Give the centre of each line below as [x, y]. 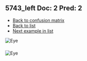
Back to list [24, 25]
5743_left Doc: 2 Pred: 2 [44, 8]
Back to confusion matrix [38, 20]
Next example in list [33, 31]
